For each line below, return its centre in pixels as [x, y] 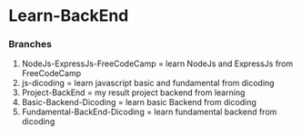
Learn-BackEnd [69, 16]
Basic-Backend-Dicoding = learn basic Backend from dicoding [139, 102]
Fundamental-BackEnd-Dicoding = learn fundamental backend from [149, 112]
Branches [30, 44]
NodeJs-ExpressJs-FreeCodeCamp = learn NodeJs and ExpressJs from [157, 63]
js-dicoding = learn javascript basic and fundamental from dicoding [148, 83]
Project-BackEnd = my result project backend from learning [133, 92]
